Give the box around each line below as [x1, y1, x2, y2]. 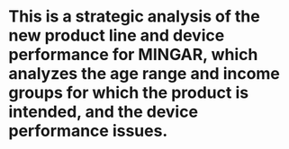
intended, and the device [8, 101, 199, 122]
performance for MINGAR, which [8, 45, 258, 65]
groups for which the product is [8, 83, 249, 103]
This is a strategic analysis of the [8, 6, 260, 27]
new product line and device [8, 25, 225, 46]
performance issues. [8, 121, 168, 141]
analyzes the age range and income [8, 64, 281, 84]
